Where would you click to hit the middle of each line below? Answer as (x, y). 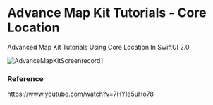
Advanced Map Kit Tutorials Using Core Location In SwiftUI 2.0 (98, 47)
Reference (25, 78)
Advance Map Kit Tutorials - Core (107, 13)
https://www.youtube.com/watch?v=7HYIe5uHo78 (80, 94)
